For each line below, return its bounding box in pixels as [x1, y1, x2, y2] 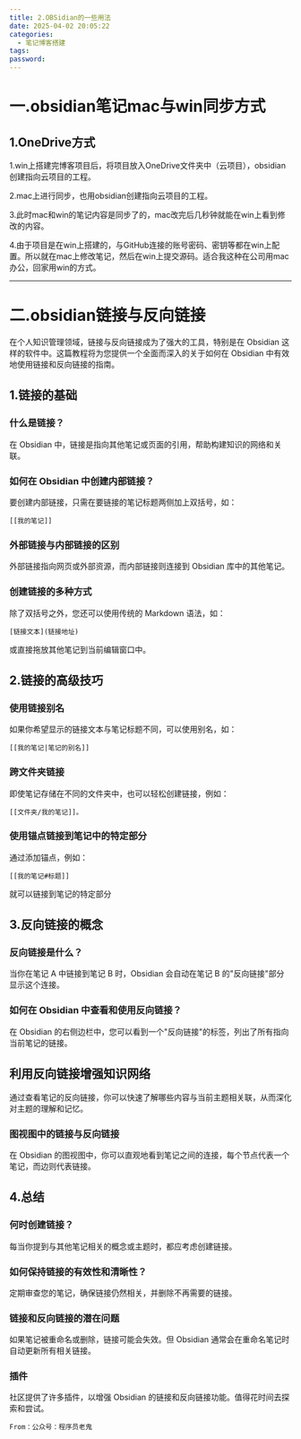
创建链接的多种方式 [9, 585, 92, 598]
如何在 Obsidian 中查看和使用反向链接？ [9, 1004, 182, 1017]
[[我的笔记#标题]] [9, 871, 70, 880]
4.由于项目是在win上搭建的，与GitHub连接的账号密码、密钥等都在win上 [9, 239, 272, 250]
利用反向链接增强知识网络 [9, 1066, 150, 1081]
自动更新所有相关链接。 [9, 1346, 96, 1357]
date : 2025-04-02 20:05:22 [9, 22, 110, 30]
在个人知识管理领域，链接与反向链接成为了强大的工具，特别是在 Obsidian [9, 336, 280, 347]
